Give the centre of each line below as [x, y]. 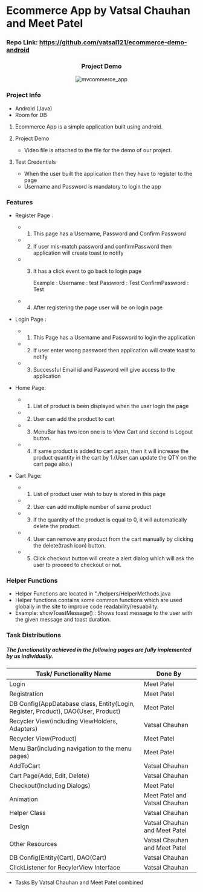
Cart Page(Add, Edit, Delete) [50, 776]
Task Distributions [34, 635]
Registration [26, 694]
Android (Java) [34, 108]
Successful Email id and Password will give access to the [104, 370]
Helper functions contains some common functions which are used [98, 600]
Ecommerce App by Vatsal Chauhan [98, 11]
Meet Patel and [165, 796]
